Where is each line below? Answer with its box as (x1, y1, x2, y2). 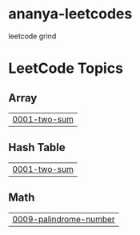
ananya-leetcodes (8, 5, 133, 23)
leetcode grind (8, 31, 57, 41)
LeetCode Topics (8, 59, 124, 78)
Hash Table (8, 141, 66, 154)
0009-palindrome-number (12, 213, 115, 225)
